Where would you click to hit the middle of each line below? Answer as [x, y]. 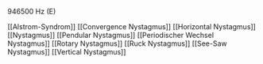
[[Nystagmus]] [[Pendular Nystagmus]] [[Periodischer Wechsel [111, 35]
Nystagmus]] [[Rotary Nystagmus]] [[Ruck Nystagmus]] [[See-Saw [117, 43]
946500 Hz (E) [32, 11]
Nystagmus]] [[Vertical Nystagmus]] [67, 52]
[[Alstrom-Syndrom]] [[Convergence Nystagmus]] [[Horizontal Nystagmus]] [131, 26]
